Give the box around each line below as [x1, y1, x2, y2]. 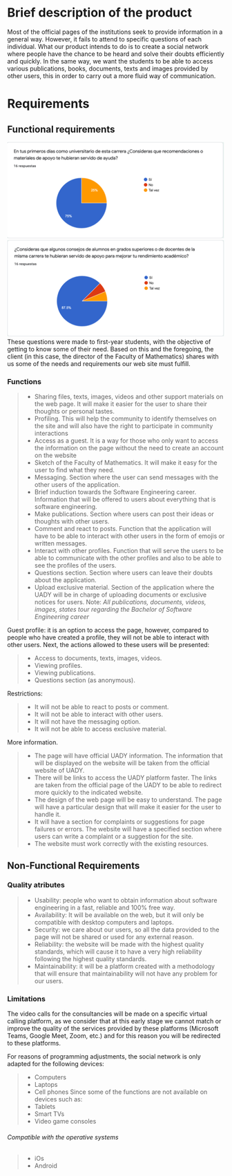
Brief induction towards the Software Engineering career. [34, 488, 197, 497]
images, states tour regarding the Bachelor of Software [34, 606, 192, 614]
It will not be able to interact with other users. [34, 710, 164, 719]
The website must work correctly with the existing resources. [34, 840, 209, 848]
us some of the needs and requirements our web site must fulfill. [7, 359, 191, 367]
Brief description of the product [7, 5, 192, 21]
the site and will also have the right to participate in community [34, 422, 213, 430]
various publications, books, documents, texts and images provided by [7, 64, 209, 73]
